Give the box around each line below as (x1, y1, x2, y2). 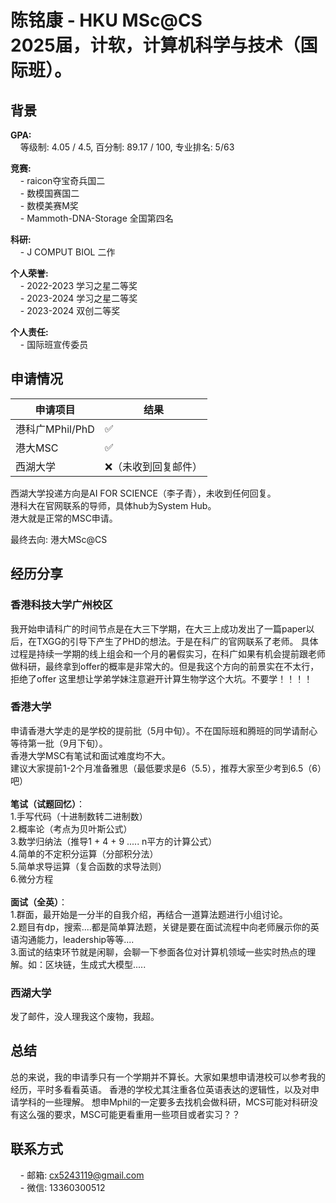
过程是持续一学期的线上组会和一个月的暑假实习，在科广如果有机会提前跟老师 (10, 647, 326, 660)
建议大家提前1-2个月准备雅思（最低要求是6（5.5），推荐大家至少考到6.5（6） (10, 762, 322, 774)
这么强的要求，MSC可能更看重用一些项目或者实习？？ (18, 1108, 241, 1120)
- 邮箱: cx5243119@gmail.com (19, 1169, 145, 1181)
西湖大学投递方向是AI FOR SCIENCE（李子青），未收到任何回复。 (10, 487, 277, 499)
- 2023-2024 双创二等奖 (19, 305, 121, 316)
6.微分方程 (10, 872, 54, 885)
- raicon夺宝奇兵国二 (19, 175, 106, 186)
